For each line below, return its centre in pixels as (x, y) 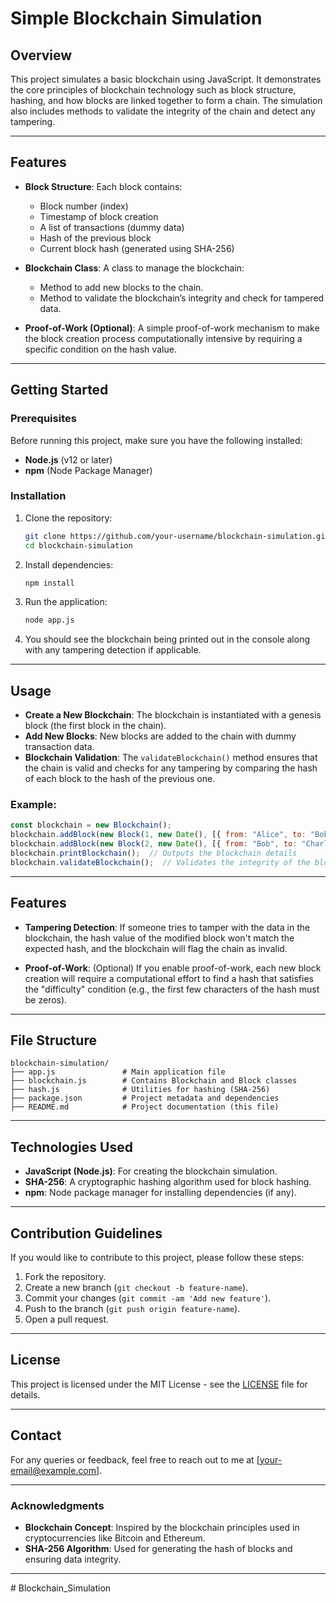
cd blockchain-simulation (78, 545)
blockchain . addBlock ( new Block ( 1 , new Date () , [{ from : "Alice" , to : (158, 835)
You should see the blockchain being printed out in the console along (167, 639)
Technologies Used (71, 1147)
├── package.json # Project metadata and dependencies (145, 1098)
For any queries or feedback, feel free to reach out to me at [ (135, 1459)
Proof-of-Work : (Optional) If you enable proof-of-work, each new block (173, 968)
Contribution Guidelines (86, 1233)
